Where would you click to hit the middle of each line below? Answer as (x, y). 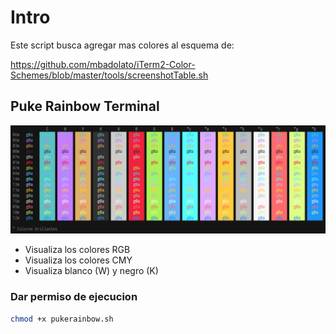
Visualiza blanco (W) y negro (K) (91, 271)
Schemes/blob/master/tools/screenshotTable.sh (109, 75)
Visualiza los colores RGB (77, 250)
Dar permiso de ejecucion (74, 297)
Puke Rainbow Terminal (85, 106)
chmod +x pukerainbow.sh (62, 319)
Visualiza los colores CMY (78, 260)
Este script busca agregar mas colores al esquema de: (122, 45)
